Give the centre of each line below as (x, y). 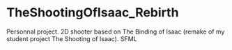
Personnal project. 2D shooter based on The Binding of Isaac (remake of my (116, 32)
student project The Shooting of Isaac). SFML (72, 38)
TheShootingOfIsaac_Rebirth (93, 13)
